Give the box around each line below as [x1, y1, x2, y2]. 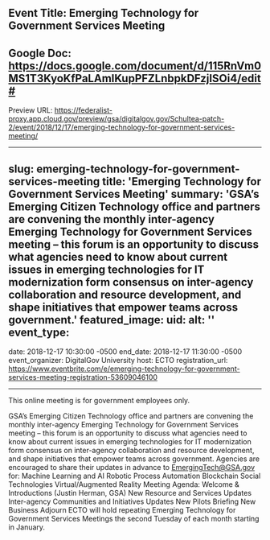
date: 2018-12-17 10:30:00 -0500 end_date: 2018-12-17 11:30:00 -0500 [8, 347, 243, 357]
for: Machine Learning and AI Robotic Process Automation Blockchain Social [8, 471, 261, 481]
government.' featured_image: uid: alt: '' [8, 313, 215, 327]
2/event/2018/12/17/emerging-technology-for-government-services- [8, 122, 235, 132]
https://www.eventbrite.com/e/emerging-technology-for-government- [8, 364, 240, 373]
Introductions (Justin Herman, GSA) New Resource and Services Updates [8, 488, 252, 498]
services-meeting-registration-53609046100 [8, 373, 158, 382]
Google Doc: [8, 46, 72, 60]
